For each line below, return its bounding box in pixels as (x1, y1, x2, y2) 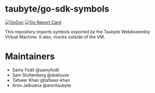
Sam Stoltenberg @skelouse (12, 72, 69, 78)
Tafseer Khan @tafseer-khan (12, 77, 71, 83)
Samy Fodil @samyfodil (12, 67, 59, 73)
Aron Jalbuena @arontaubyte (12, 82, 72, 88)
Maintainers (5, 51, 55, 62)
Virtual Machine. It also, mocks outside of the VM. (5, 34, 105, 40)
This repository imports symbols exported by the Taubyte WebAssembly (5, 29, 150, 34)
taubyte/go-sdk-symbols (5, 3, 110, 15)
